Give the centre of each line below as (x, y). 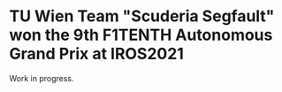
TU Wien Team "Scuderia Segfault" (142, 16)
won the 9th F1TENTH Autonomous (141, 35)
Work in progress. (42, 78)
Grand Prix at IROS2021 (96, 54)
